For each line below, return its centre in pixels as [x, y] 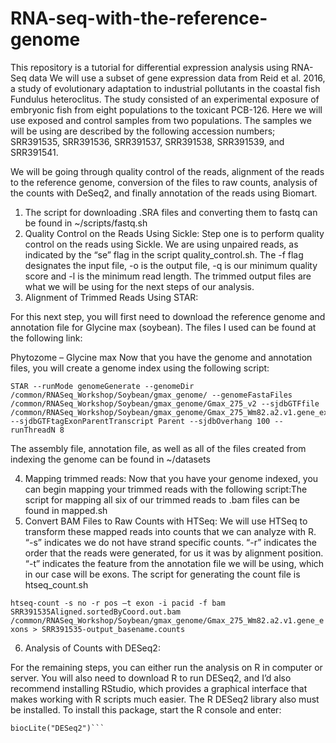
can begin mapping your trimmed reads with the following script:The [166, 489]
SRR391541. [34, 152]
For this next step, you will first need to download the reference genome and [168, 316]
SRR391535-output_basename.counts [113, 629]
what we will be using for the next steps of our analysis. [139, 286]
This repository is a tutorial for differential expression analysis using [150, 67]
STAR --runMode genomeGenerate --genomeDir [102, 386]
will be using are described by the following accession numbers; [143, 131]
